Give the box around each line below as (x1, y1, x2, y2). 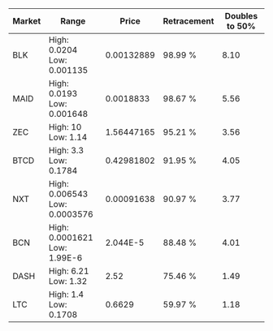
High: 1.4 (48, 289, 84, 299)
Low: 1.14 (48, 131, 88, 143)
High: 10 (48, 122, 82, 132)
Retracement (162, 15, 214, 27)
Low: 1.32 (48, 276, 88, 286)
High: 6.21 (48, 265, 89, 277)
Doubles (224, 11, 258, 21)
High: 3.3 (48, 145, 84, 156)
